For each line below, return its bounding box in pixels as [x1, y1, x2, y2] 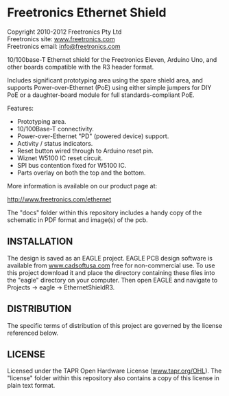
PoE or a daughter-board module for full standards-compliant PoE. [7, 91, 195, 99]
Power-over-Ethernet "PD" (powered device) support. [16, 132, 169, 140]
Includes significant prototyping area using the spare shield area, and [7, 76, 204, 84]
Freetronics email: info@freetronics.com [7, 42, 121, 50]
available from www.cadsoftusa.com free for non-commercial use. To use [7, 261, 215, 269]
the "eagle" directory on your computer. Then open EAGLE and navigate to [7, 276, 218, 284]
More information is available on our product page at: [7, 181, 158, 190]
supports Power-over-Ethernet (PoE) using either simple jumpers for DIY [7, 83, 212, 91]
